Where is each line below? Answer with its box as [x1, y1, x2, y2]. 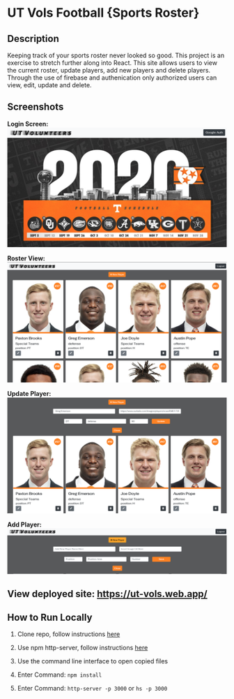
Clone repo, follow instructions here [17, 630, 120, 638]
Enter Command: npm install [17, 670, 102, 679]
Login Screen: [7, 119, 49, 128]
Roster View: [7, 254, 45, 263]
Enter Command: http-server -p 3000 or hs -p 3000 [17, 684, 168, 693]
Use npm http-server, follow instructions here [17, 644, 148, 652]
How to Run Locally [7, 611, 93, 623]
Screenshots [7, 101, 64, 113]
